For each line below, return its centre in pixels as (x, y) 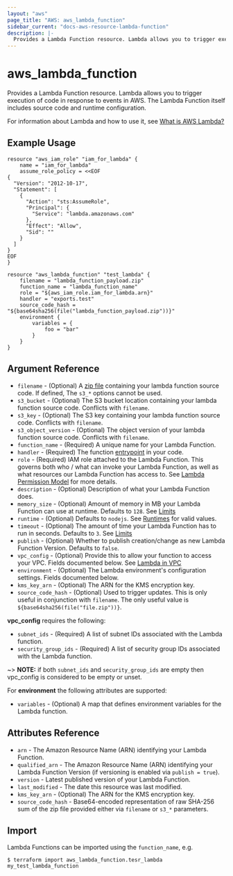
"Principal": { (48, 208)
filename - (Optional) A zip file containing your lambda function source (118, 386)
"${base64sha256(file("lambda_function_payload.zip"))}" (91, 311)
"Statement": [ (35, 189)
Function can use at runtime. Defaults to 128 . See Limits (96, 511)
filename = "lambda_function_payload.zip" (82, 281)
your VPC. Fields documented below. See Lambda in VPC (99, 563)
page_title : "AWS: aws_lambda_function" (67, 20)
